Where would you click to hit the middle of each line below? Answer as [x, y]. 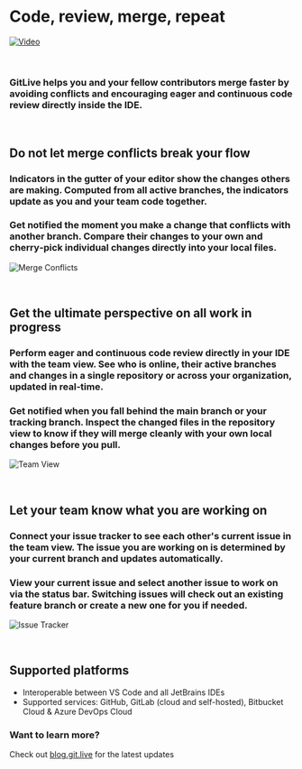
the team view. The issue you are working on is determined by [147, 547]
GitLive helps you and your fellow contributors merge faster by [150, 82]
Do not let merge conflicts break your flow [130, 153]
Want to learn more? [55, 735]
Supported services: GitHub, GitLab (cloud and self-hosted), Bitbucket [153, 701]
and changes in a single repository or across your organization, [151, 376]
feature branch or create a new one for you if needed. [128, 605]
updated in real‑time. [56, 387]
